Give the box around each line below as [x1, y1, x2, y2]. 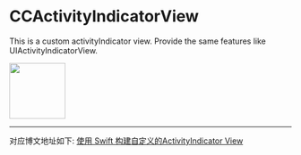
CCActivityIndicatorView [9, 6, 200, 27]
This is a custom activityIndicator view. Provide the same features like [9, 36, 266, 46]
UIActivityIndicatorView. [9, 45, 99, 55]
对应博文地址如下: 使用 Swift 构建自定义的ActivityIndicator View [9, 135, 244, 146]
